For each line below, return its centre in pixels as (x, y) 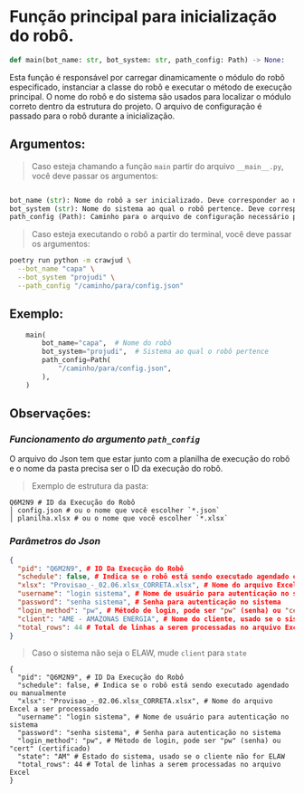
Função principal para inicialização (143, 17)
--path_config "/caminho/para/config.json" (100, 286)
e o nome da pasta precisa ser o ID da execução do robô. (116, 469)
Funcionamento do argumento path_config (105, 439)
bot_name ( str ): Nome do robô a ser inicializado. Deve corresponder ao (149, 200)
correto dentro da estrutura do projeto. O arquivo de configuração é (136, 106)
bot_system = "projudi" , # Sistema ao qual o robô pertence (156, 352)
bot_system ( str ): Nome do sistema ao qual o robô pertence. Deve (137, 209)
